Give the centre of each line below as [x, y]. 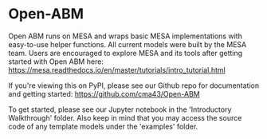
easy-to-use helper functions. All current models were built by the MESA [128, 44]
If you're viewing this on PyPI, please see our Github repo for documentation [134, 85]
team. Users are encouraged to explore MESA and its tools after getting [126, 53]
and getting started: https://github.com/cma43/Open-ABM [104, 93]
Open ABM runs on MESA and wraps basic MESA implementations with [126, 36]
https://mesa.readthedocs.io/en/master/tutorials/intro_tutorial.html [117, 69]
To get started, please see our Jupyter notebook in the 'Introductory [120, 109]
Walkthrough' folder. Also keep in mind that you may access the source [125, 117]
